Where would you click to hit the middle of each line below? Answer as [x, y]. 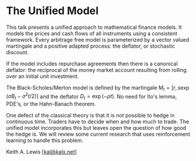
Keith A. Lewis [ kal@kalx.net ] [42, 152]
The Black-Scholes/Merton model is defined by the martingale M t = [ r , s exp [98, 88]
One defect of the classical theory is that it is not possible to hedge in [91, 116]
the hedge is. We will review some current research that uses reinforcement [98, 134]
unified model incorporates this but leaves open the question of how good [96, 128]
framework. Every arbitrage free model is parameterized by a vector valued [98, 40]
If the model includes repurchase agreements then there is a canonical [92, 64]
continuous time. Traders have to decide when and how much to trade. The [98, 121]
